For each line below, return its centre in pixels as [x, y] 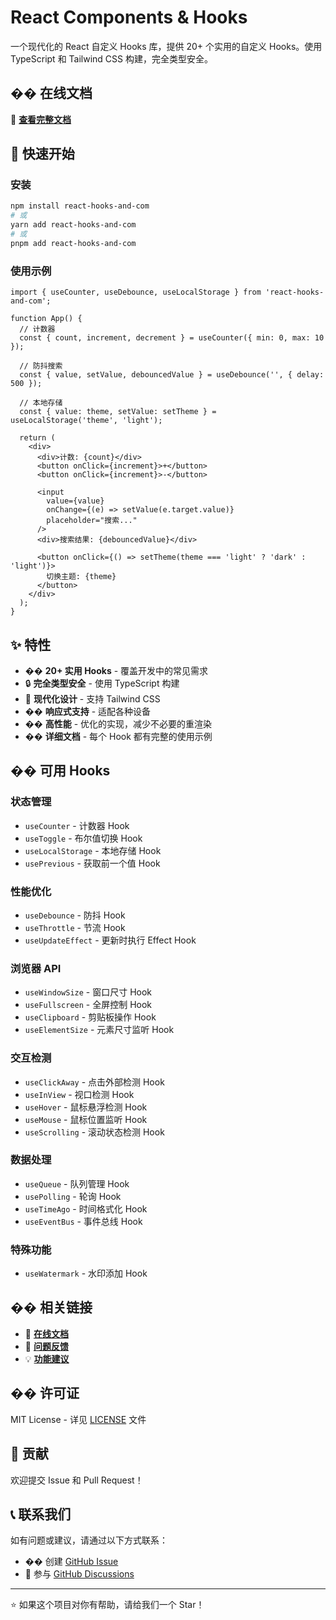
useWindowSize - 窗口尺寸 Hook [88, 992]
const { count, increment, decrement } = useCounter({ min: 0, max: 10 [172, 338]
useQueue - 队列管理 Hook [77, 1183]
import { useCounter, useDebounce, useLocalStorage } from [136, 292]
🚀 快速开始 [42, 154]
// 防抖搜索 [41, 366]
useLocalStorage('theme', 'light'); [86, 421]
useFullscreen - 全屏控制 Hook [88, 1005]
